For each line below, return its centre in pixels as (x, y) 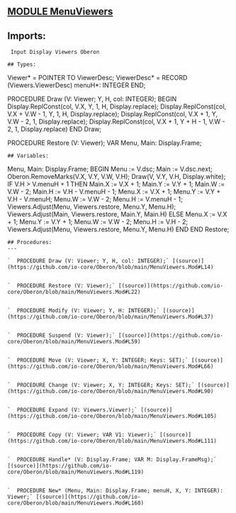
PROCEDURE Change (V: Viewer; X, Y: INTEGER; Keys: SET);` (106, 385)
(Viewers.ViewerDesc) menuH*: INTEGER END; (77, 85)
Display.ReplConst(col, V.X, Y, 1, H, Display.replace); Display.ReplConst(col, (117, 106)
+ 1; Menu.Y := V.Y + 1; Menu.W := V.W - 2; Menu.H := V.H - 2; (98, 222)
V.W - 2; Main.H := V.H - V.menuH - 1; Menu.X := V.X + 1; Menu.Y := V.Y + (114, 192)
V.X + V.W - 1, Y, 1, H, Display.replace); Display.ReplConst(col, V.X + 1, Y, (113, 114)
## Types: (22, 65)
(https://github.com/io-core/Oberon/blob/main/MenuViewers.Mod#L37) (111, 317)
